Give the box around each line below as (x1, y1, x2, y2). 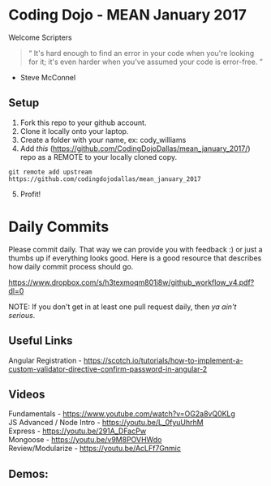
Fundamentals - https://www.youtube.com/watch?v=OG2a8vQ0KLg (8, 409, 235, 419)
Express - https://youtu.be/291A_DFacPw (8, 426, 147, 436)
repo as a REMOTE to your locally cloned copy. (19, 152, 178, 161)
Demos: (8, 467, 49, 480)
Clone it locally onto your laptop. (19, 126, 129, 135)
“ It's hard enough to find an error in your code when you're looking (28, 48, 255, 58)
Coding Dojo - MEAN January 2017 (8, 6, 247, 24)
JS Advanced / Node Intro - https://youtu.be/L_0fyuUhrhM (8, 418, 204, 428)
